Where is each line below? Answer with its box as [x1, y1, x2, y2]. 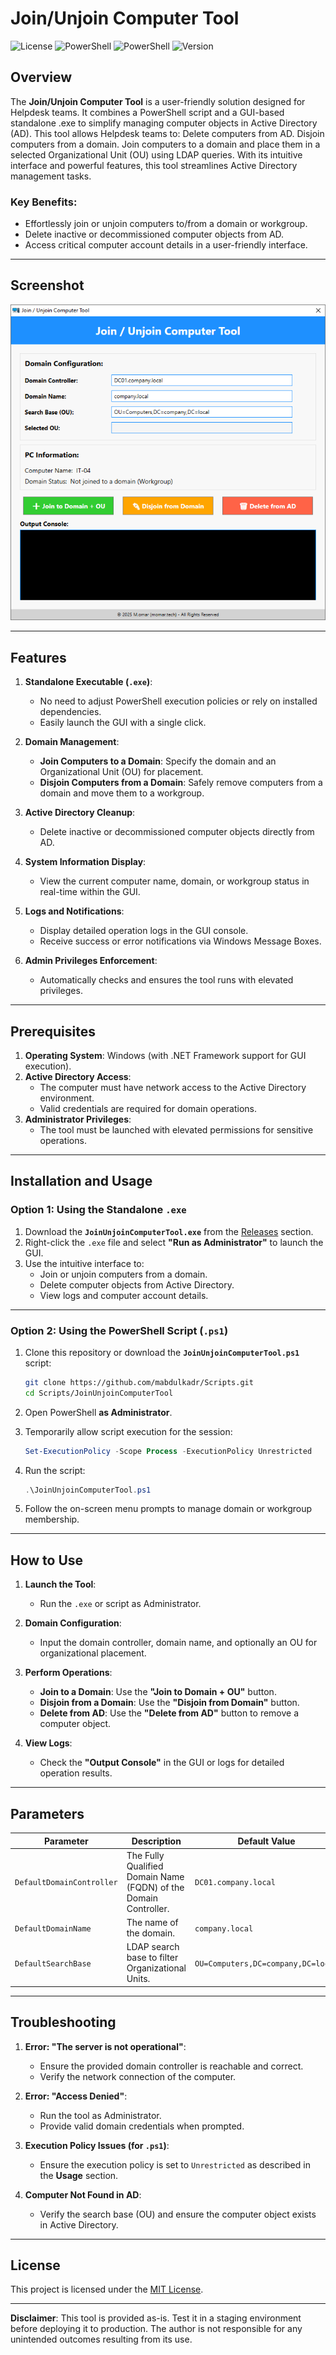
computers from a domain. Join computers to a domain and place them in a [10, 138, 321, 150]
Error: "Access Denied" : [24, 2090, 128, 2102]
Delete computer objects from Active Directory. [39, 1278, 235, 1291]
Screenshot [10, 277, 85, 294]
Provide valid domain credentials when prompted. [39, 2120, 245, 2132]
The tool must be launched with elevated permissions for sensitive [39, 1123, 314, 1136]
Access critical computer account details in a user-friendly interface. [24, 239, 308, 251]
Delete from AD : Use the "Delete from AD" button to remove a [39, 1707, 300, 1719]
